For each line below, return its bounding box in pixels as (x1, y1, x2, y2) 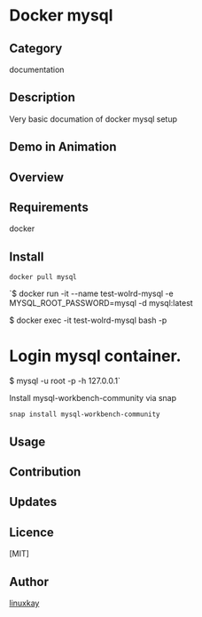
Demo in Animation (9, 140, 117, 155)
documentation (9, 64, 65, 75)
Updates (9, 494, 58, 509)
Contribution (9, 464, 82, 479)
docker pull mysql (9, 273, 77, 282)
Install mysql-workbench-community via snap (9, 393, 177, 404)
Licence (9, 525, 55, 540)
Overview (9, 170, 65, 185)
